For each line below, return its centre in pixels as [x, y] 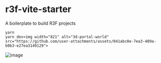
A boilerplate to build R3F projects [41, 23]
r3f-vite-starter [38, 9]
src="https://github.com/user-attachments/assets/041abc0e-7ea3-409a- [81, 41]
